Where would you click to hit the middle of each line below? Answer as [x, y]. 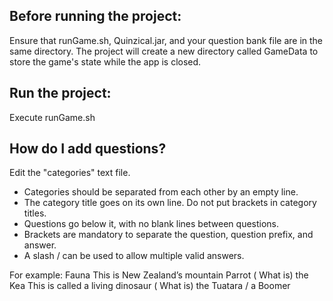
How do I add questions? [88, 149]
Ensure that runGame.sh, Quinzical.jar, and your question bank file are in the [166, 40]
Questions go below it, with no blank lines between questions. [151, 224]
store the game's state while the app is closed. [105, 61]
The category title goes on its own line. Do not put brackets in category [170, 203]
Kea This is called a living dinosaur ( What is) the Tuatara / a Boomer [150, 286]
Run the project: [60, 93]
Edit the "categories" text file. [70, 173]
